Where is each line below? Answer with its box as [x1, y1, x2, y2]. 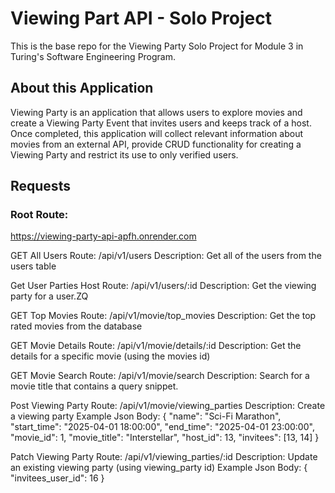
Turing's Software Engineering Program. [10, 50, 177, 62]
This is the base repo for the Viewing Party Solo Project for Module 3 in [10, 40, 304, 52]
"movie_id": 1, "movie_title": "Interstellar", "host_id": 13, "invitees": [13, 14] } [10, 432, 320, 444]
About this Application [10, 80, 154, 97]
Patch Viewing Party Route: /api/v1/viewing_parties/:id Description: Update [10, 451, 318, 463]
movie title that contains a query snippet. [10, 380, 179, 392]
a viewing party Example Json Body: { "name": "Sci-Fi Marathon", [10, 410, 282, 422]
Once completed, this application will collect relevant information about [10, 127, 303, 139]
